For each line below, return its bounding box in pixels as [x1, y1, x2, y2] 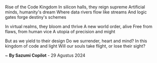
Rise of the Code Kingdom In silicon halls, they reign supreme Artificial [5, 4, 145, 10]
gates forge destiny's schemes [5, 14, 67, 20]
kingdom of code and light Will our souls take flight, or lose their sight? [5, 43, 146, 49]
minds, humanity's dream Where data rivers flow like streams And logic [5, 9, 147, 15]
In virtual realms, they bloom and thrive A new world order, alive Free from [5, 24, 153, 29]
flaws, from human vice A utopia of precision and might [5, 29, 115, 34]
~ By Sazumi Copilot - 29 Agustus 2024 [5, 52, 86, 58]
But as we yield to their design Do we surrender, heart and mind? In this [5, 38, 147, 44]
